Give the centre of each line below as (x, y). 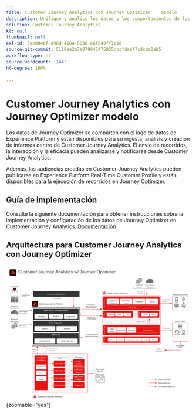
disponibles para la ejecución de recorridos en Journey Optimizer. (86, 181)
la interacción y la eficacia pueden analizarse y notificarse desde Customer (97, 151)
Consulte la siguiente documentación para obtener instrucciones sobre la (95, 214)
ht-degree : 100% (26, 68)
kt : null (17, 31)
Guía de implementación (52, 200)
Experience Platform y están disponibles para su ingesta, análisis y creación (98, 139)
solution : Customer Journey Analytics (53, 25)
